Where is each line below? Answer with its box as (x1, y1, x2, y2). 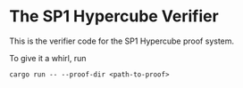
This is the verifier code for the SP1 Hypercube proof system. (9, 36, 235, 46)
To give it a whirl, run (9, 52, 87, 63)
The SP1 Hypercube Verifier (9, 6, 219, 27)
